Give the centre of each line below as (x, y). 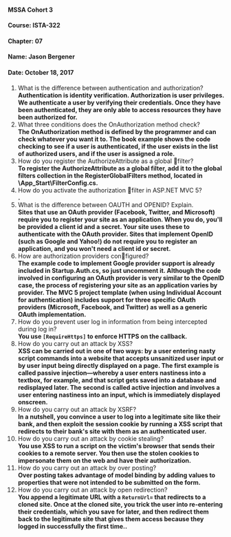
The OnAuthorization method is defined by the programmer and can (117, 131)
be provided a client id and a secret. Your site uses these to (103, 226)
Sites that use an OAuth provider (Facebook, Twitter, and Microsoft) (116, 212)
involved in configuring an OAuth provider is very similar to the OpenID (121, 278)
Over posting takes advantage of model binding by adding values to (117, 475)
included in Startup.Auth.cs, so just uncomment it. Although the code (119, 270)
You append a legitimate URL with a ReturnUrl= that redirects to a (112, 497)
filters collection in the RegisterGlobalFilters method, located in (110, 175)
